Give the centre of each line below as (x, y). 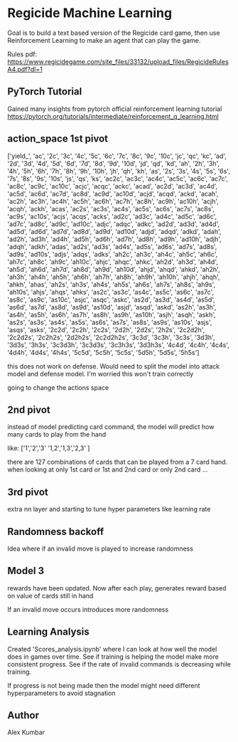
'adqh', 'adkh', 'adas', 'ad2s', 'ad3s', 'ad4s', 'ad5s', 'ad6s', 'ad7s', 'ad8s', (112, 246)
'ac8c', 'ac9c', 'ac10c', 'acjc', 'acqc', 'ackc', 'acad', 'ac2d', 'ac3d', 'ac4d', (113, 186)
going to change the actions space (58, 387)
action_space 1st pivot (58, 139)
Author (23, 715)
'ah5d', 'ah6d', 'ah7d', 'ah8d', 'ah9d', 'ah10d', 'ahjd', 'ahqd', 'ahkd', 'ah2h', (114, 269)
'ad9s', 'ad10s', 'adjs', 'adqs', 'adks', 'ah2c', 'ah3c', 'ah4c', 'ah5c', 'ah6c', (113, 254)
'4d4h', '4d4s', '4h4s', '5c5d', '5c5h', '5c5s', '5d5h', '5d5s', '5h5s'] (103, 352)
